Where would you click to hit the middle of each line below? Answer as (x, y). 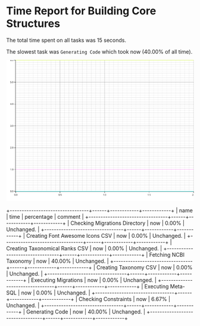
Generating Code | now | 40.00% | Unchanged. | (86, 312)
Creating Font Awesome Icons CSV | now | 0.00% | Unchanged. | (106, 235)
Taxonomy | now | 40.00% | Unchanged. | (57, 261)
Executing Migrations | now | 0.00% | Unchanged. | (93, 280)
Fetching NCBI (167, 254)
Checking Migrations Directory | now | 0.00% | (127, 223)
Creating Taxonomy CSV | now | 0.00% (144, 267)
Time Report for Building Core (81, 11)
